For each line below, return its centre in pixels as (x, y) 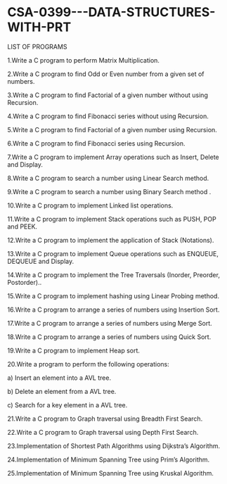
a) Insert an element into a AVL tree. (59, 378)
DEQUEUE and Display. (41, 261)
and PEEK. (22, 227)
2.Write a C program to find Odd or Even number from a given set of (106, 74)
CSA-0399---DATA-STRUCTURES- (111, 12)
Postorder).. (25, 282)
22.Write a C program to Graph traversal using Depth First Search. (103, 432)
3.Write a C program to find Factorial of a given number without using (108, 95)
